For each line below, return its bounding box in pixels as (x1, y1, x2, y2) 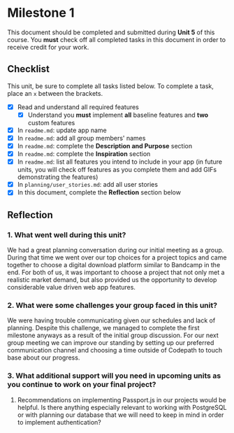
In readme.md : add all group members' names (17, 134, 146, 142)
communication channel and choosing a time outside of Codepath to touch (7, 346, 222, 355)
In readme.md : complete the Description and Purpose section (17, 142, 193, 150)
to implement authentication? (17, 418, 101, 426)
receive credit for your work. (7, 43, 89, 51)
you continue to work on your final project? (7, 380, 156, 390)
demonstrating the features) (17, 173, 98, 181)
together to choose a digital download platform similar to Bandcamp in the (7, 261, 221, 269)
